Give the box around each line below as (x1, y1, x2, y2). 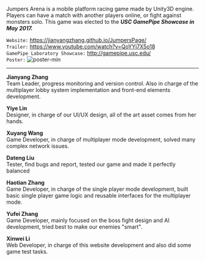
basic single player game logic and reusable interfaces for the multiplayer (6, 192, 191, 199)
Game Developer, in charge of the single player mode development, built (6, 185, 189, 193)
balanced (6, 167, 30, 174)
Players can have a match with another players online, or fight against (6, 12, 182, 19)
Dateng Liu (6, 154, 35, 161)
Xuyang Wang (6, 129, 43, 137)
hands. (6, 118, 24, 124)
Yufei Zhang (6, 210, 38, 217)
